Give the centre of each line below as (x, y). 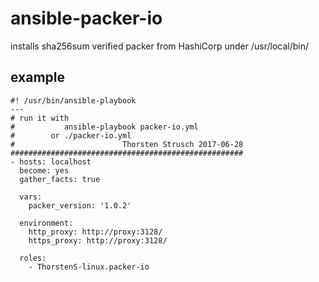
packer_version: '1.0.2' (80, 205)
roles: (33, 258)
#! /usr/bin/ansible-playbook (73, 100)
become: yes (44, 170)
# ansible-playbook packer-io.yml (104, 127)
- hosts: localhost (51, 162)
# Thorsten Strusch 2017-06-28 (127, 144)
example (38, 77)
